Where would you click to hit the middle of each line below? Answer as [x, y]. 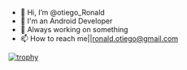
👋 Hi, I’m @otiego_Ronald [63, 12]
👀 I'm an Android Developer [66, 21]
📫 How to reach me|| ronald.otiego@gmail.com [99, 39]
